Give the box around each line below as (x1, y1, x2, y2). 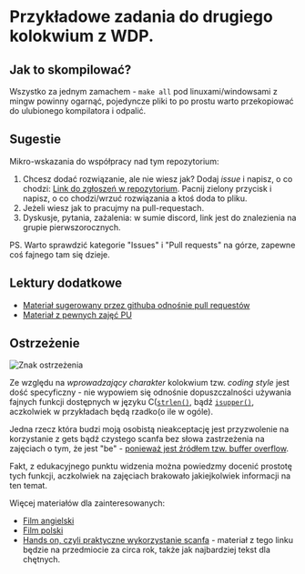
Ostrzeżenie (9, 336, 80, 351)
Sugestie (9, 132, 62, 147)
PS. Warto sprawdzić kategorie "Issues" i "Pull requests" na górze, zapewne (9, 239, 296, 250)
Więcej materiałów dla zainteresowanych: (9, 498, 166, 509)
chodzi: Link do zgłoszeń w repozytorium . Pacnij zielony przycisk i (22, 183, 272, 194)
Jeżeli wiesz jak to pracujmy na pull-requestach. (22, 202, 205, 213)
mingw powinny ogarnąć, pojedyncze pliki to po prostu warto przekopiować (9, 96, 294, 106)
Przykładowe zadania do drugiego (9, 6, 273, 27)
